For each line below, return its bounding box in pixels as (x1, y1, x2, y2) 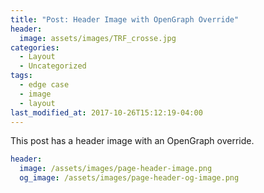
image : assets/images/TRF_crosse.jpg (19, 33, 177, 43)
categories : (10, 42, 60, 53)
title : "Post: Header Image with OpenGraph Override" (10, 14, 240, 25)
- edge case (19, 80, 70, 90)
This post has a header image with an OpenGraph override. (10, 135, 255, 147)
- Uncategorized (19, 61, 87, 71)
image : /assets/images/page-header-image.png (19, 164, 213, 174)
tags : (10, 71, 33, 81)
